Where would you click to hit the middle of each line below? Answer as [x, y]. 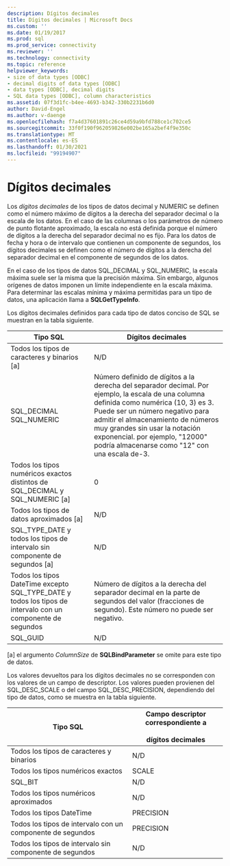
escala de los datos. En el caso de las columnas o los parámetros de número [115, 220]
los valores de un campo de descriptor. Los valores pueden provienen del [111, 683]
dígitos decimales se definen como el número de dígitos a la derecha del [110, 250]
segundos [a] [32, 564]
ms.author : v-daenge [37, 115]
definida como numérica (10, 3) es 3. [154, 403]
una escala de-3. [122, 454]
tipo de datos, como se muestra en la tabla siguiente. [82, 697]
